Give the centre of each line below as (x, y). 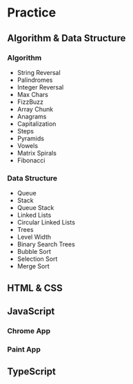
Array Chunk (35, 109)
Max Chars (32, 94)
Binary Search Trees (46, 244)
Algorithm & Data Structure (66, 38)
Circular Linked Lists (46, 222)
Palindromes (35, 80)
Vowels (28, 145)
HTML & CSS (35, 288)
